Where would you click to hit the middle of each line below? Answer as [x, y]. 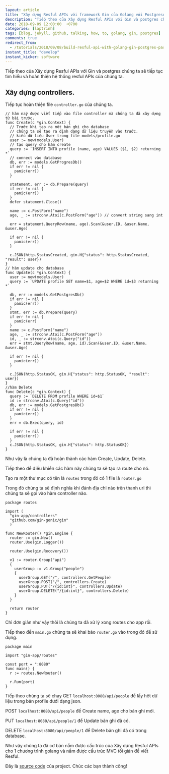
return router [24, 609]
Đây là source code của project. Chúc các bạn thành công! [66, 766]
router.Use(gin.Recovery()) [39, 551]
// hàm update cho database [35, 268]
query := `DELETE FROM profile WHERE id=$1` [57, 397]
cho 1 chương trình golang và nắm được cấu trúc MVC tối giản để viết [77, 751]
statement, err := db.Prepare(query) [49, 185]
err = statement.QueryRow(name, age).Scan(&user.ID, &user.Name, [80, 224]
